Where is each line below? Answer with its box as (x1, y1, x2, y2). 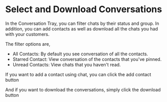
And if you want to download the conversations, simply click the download (5, 86, 161, 92)
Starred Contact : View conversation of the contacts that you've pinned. (12, 56, 162, 62)
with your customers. (5, 31, 50, 37)
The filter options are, (5, 41, 51, 47)
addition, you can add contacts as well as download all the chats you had (5, 25, 158, 31)
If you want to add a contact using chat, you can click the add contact (5, 71, 151, 77)
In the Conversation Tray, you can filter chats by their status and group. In (5, 20, 159, 26)
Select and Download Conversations (5, 4, 162, 15)
